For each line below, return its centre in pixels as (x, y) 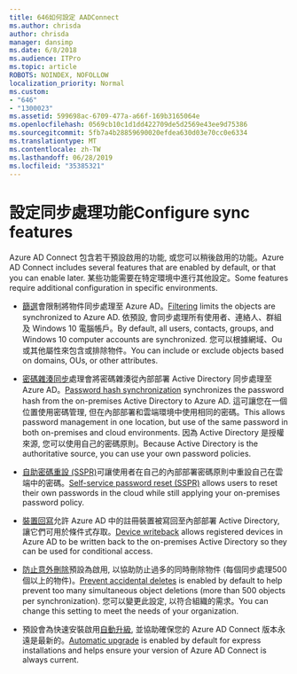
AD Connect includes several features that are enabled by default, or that (143, 268)
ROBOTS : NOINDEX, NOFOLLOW (59, 75)
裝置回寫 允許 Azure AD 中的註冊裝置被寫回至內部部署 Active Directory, (151, 521)
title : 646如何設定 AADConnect (64, 17)
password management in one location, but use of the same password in (155, 422)
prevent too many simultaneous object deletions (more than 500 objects (154, 591)
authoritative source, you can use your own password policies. (137, 454)
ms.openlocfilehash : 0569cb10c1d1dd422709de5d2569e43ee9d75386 (129, 125)
